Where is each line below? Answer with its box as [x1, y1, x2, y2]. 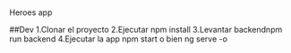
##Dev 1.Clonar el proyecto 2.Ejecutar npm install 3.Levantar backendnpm [9, 25, 283, 35]
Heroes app [9, 7, 53, 18]
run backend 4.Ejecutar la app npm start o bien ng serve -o [9, 34, 228, 44]
